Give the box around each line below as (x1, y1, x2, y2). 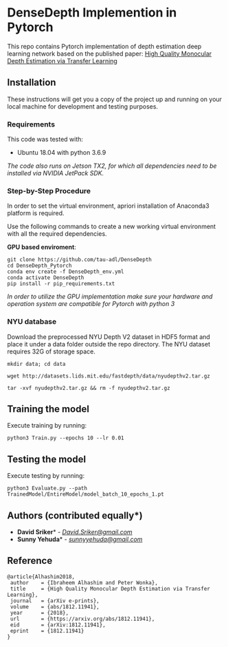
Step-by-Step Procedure (7, 186, 91, 195)
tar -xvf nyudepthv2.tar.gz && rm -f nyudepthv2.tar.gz (7, 384, 170, 391)
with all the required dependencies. (7, 230, 108, 238)
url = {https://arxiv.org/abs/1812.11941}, (10, 615, 155, 622)
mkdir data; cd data (7, 360, 67, 367)
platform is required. (7, 209, 65, 217)
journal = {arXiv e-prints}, (10, 597, 100, 604)
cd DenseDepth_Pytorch (7, 263, 72, 270)
